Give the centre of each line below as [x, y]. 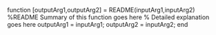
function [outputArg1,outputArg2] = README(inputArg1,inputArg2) [101, 10]
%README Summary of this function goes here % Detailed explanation [108, 17]
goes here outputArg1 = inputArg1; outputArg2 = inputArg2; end [98, 24]
